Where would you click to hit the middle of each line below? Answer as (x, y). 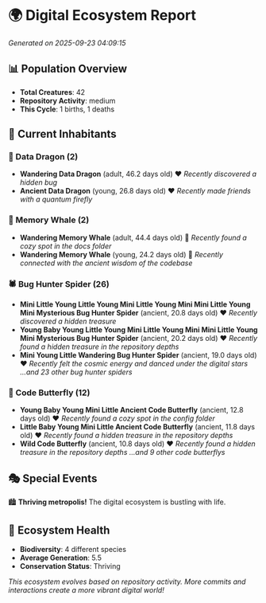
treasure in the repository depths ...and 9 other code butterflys (122, 452)
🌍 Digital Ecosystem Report (102, 16)
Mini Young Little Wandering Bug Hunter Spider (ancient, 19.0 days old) (138, 355)
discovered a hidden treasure (68, 321)
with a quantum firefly (56, 199)
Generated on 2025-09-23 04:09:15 (67, 43)
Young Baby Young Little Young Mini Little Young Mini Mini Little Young (139, 330)
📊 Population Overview (68, 69)
